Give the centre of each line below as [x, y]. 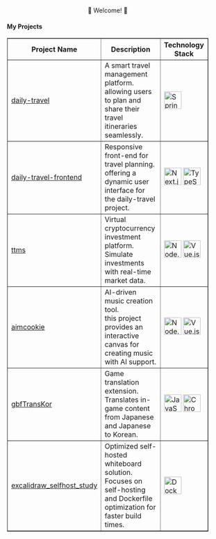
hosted [116, 455]
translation [122, 382]
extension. [122, 391]
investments [125, 263]
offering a [121, 173]
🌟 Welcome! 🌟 [108, 10]
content [137, 409]
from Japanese [129, 417]
